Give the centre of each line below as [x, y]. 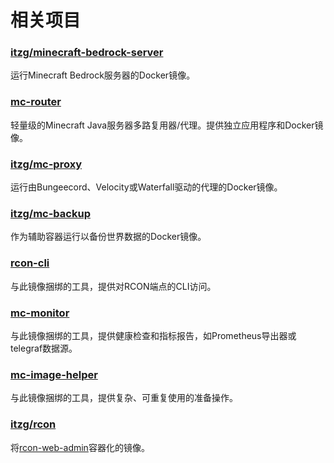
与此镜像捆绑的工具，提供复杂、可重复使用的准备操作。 [124, 398]
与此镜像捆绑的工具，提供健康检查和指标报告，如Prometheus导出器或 [153, 335]
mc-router [36, 102]
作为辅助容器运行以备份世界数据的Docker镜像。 [108, 237]
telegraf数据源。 [44, 348]
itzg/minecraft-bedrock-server [87, 53]
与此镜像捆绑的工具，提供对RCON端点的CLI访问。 [113, 286]
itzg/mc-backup [50, 213]
